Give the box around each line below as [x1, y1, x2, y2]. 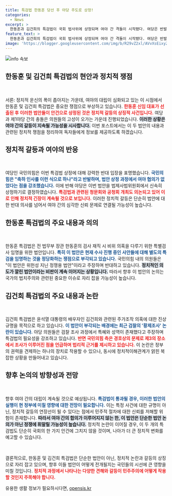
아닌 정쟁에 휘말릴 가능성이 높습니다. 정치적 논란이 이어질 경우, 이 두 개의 [14, 421, 159, 427]
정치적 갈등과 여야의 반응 [5, 145, 78, 154]
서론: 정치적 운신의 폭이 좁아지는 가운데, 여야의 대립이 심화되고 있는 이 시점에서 [5, 97, 162, 103]
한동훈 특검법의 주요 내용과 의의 [5, 218, 99, 227]
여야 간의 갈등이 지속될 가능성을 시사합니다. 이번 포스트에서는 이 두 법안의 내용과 [5, 122, 164, 128]
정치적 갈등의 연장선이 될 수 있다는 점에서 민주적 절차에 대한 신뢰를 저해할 [12, 408, 158, 414]
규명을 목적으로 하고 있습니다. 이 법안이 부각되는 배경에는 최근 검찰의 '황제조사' [5, 322, 162, 329]
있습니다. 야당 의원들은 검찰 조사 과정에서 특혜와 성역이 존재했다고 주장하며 [14, 329, 164, 335]
